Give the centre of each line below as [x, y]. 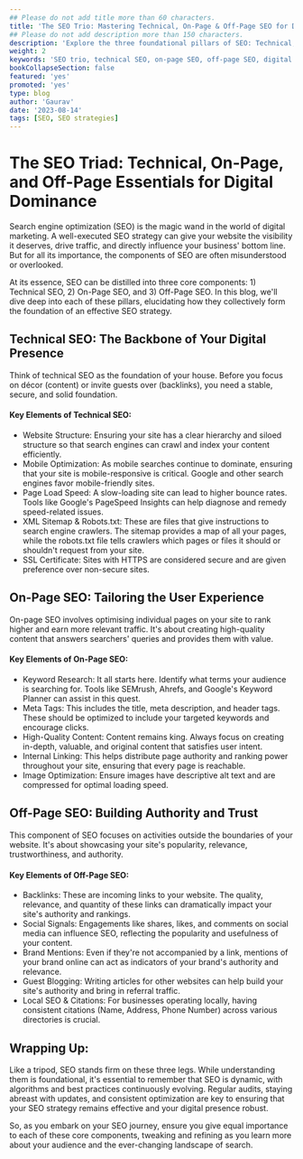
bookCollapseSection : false [62, 69]
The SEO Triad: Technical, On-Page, [147, 163]
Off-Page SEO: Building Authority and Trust [134, 813]
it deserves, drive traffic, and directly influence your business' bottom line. [147, 246]
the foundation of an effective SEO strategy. [91, 311]
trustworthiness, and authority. [66, 854]
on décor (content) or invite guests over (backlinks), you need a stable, [141, 385]
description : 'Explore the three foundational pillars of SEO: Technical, [153, 43]
